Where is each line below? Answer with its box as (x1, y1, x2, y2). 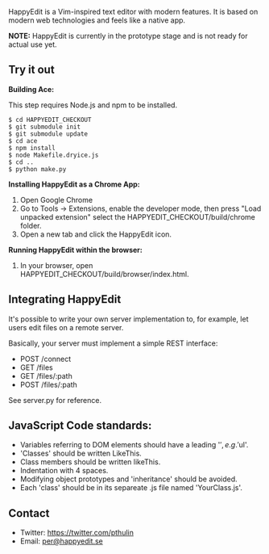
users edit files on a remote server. (8, 322, 124, 332)
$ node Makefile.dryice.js (8, 151, 99, 159)
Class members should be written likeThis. (19, 457, 161, 467)
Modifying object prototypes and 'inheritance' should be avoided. (19, 474, 238, 484)
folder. (19, 220, 42, 230)
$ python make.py (8, 165, 67, 173)
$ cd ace (8, 136, 38, 145)
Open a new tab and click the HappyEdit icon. (19, 229, 172, 239)
